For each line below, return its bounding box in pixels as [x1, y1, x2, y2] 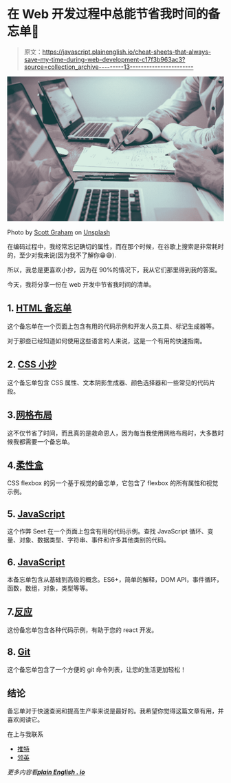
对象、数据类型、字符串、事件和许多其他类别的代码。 [19, 536, 170, 545]
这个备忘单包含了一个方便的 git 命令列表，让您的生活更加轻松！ [7, 665, 187, 673]
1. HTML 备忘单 [7, 303, 72, 314]
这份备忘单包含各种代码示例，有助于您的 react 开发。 [7, 625, 158, 634]
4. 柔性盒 [7, 459, 43, 471]
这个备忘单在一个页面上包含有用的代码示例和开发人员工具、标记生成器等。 [7, 322, 218, 330]
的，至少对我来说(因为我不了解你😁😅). [7, 251, 117, 259]
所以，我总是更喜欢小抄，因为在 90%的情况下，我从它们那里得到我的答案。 [7, 266, 221, 274]
